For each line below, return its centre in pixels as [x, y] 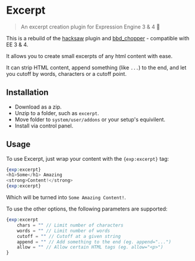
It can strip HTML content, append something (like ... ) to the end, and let [96, 67]
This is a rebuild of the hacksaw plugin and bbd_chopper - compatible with [98, 38]
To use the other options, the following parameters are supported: [87, 209]
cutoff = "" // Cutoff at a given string [69, 236]
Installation [27, 93]
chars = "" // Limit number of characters [70, 225]
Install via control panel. [44, 126]
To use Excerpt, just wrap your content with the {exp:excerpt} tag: [88, 158]
